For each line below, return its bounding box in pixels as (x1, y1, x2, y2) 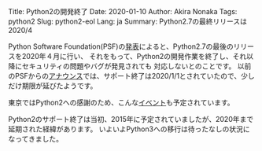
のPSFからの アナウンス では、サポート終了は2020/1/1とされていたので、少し (8, 72, 255, 80)
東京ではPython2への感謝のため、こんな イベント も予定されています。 (8, 98, 234, 107)
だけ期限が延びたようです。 (8, 81, 98, 90)
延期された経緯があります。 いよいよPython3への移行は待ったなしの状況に (8, 124, 250, 134)
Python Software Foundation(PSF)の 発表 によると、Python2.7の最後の (8, 42, 234, 51)
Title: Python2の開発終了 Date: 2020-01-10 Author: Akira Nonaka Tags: (8, 7, 238, 16)
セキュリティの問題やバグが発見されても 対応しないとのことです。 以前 (21, 61, 252, 71)
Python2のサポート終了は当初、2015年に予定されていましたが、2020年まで (8, 115, 254, 123)
